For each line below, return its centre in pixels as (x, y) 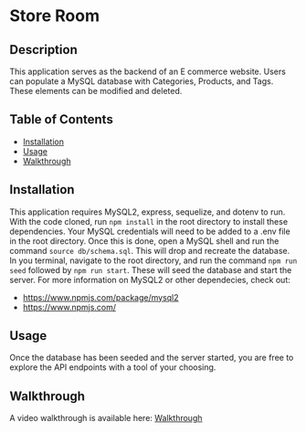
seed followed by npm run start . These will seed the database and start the (151, 269)
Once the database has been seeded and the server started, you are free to (152, 358)
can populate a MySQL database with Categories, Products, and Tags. (142, 81)
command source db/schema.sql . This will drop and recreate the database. (150, 250)
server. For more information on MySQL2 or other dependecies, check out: (150, 279)
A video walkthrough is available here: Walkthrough (106, 418)
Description (43, 50)
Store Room (55, 16)
